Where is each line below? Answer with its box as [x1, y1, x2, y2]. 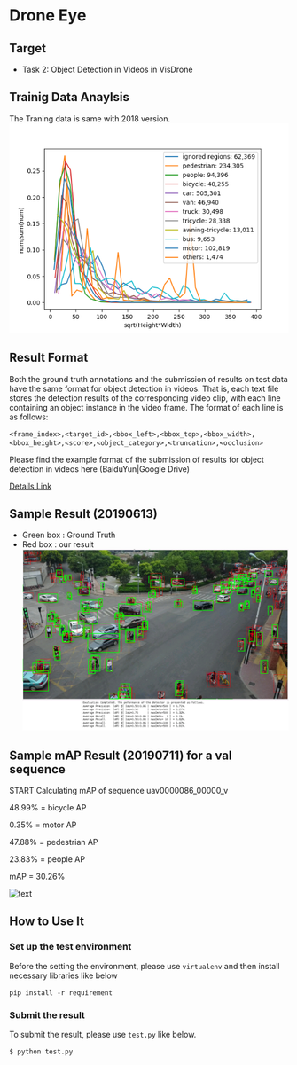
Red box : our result [21, 539, 95, 550]
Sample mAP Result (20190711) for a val [9, 748, 232, 763]
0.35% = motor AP [9, 819, 77, 830]
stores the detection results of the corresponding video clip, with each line [9, 392, 281, 403]
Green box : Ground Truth [21, 529, 116, 541]
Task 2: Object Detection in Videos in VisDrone [21, 64, 193, 74]
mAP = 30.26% [9, 871, 66, 882]
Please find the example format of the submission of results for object [9, 454, 264, 465]
